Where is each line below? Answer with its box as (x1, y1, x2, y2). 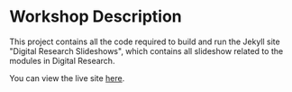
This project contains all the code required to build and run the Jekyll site (9, 36, 281, 47)
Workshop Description (9, 6, 182, 27)
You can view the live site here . (9, 72, 125, 83)
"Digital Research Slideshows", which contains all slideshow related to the (9, 45, 284, 56)
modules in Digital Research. (9, 55, 115, 66)
